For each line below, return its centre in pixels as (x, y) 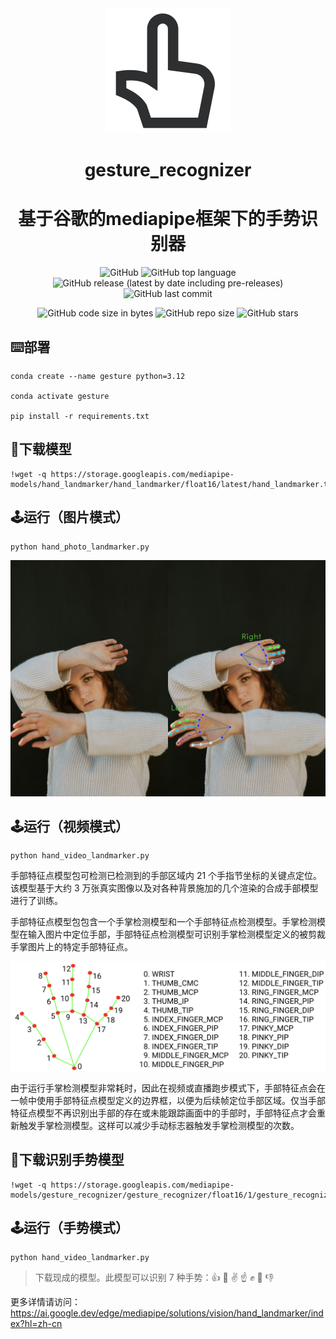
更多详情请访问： (45, 1301)
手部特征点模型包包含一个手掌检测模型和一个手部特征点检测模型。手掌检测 (163, 922)
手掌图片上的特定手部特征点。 (71, 947)
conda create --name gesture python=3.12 (98, 376)
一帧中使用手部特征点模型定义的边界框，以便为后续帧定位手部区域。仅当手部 (168, 1101)
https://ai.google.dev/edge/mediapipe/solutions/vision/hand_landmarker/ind (167, 1313)
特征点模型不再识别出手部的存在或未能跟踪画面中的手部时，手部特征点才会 (163, 1113)
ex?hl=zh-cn (36, 1323)
